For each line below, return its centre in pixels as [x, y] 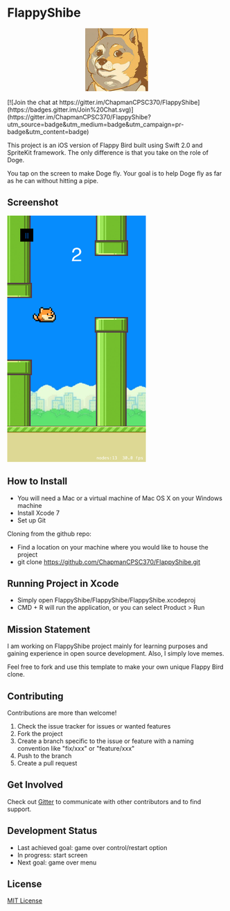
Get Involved [35, 785]
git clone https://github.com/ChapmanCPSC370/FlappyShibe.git [109, 562]
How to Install [37, 481]
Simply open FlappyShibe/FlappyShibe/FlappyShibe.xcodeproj [106, 600]
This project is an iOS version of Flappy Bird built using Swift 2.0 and [105, 145]
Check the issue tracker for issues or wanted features [94, 726]
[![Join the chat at [33, 102]
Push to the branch [44, 756]
